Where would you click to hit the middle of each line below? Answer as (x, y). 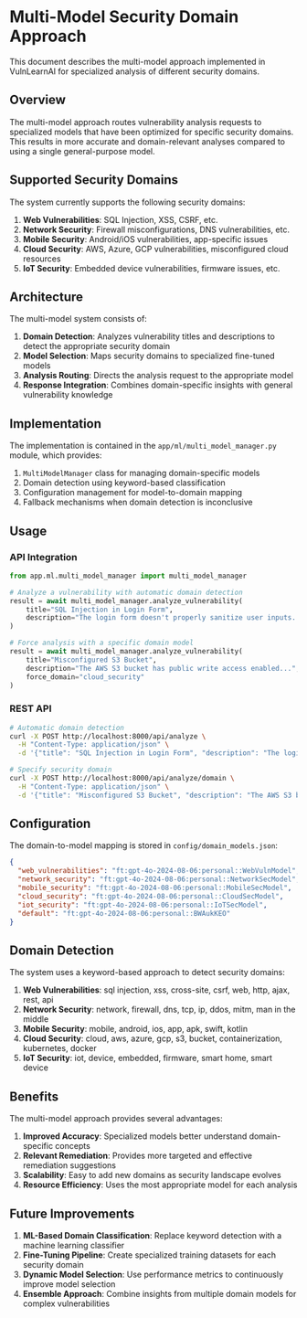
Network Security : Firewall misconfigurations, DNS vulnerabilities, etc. (156, 229)
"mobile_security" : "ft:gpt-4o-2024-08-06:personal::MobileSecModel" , (155, 888)
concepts (73, 1146)
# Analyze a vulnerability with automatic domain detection (127, 592)
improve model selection (69, 1284)
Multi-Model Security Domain (124, 17)
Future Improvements (72, 1213)
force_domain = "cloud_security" (85, 677)
